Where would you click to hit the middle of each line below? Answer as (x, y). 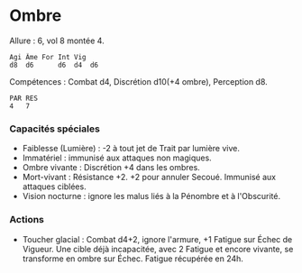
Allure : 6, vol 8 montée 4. (57, 41)
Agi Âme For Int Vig (48, 57)
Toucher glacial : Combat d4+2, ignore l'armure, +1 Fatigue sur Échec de (157, 239)
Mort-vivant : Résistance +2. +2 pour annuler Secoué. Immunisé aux (149, 177)
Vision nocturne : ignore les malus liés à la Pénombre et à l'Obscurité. (151, 196)
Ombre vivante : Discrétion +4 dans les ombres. (111, 168)
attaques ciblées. (55, 187)
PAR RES (24, 98)
